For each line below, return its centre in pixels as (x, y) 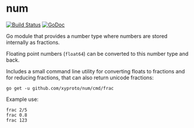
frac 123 (17, 120)
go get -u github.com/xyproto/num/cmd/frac (60, 88)
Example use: (23, 99)
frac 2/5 (17, 110)
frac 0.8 (17, 115)
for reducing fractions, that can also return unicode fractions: (80, 78)
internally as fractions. (33, 42)
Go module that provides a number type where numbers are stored (87, 36)
